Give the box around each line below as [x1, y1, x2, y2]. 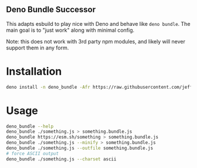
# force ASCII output [6, 150, 59, 156]
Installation [6, 65, 62, 78]
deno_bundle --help [6, 123, 54, 129]
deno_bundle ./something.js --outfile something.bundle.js [6, 145, 154, 152]
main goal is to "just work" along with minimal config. [6, 26, 135, 33]
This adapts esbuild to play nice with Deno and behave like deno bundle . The [6, 20, 191, 27]
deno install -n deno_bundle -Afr [6, 84, 91, 90]
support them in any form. [6, 44, 69, 51]
